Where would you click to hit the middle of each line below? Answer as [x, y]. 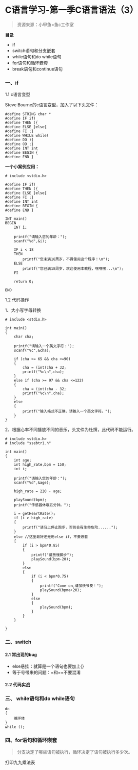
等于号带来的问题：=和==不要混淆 [46, 673]
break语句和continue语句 [37, 69]
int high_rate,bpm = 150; [40, 465]
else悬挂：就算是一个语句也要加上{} [48, 666]
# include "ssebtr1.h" [28, 443]
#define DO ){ [20, 140]
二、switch [18, 642]
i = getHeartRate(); [35, 514]
